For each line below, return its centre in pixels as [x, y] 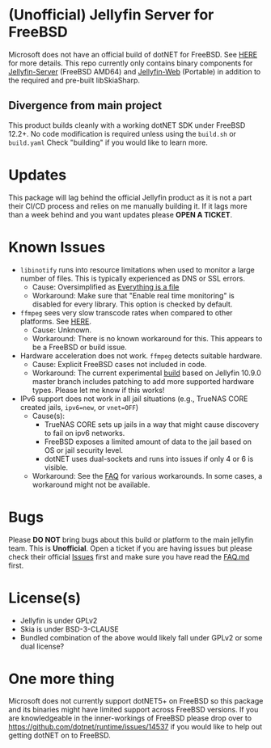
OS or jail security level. [84, 450]
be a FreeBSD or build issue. [79, 347]
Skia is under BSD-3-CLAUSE [69, 629]
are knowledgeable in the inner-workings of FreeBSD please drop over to [130, 718]
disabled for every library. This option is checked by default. [132, 304]
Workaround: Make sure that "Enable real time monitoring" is [133, 295]
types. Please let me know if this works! [98, 390]
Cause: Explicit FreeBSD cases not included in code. [119, 364]
